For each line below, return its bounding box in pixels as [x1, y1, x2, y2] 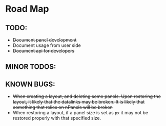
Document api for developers [12, 48, 75, 54]
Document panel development [12, 37, 77, 43]
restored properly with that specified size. [12, 115, 101, 121]
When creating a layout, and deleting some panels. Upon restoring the [12, 93, 161, 99]
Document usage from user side [12, 42, 81, 48]
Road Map [5, 3, 50, 15]
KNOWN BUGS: [5, 80, 55, 88]
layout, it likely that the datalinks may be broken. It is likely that [12, 99, 145, 105]
